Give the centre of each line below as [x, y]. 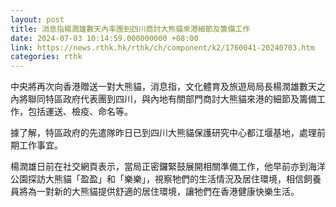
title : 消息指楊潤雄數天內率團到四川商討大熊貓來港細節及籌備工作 [130, 29]
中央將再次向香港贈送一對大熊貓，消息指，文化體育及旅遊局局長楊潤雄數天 [163, 87]
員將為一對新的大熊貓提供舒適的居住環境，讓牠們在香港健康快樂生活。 [155, 192]
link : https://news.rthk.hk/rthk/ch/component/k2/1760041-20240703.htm [162, 47]
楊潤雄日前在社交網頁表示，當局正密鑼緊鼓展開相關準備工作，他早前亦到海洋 [168, 167]
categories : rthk [46, 57]
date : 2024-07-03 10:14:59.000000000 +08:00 [104, 38]
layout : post [37, 19]
